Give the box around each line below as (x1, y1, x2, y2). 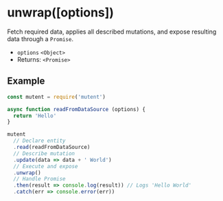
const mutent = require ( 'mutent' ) (7, 93, 106, 100)
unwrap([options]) (7, 5, 115, 21)
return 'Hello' (13, 112, 57, 119)
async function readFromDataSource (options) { (7, 106, 146, 113)
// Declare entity (13, 137, 67, 145)
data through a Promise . (7, 34, 74, 43)
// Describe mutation (13, 150, 75, 157)
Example (7, 75, 45, 87)
